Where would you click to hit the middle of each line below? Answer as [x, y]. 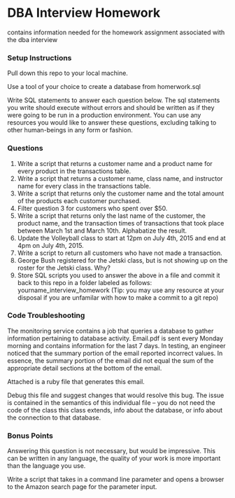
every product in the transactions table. [74, 171]
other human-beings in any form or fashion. [70, 130]
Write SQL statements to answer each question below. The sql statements [114, 100]
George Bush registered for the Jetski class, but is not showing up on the [122, 260]
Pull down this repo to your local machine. [67, 73]
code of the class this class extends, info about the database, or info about [115, 410]
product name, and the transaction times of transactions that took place [121, 223]
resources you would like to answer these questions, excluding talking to [112, 123]
